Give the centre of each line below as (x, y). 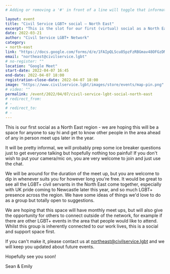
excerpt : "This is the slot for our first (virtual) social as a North (82, 28)
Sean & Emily (19, 266)
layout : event (20, 19)
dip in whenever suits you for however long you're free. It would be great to (84, 179)
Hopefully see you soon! (31, 256)
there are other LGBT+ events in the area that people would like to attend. (81, 221)
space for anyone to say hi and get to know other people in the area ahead (83, 132)
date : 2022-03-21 (24, 33)
